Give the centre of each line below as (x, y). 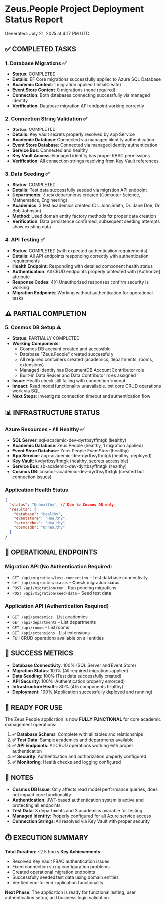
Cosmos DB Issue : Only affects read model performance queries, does (85, 789)
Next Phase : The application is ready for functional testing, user (71, 892)
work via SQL (26, 391)
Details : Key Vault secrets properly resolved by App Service (74, 134)
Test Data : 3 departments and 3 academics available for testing (77, 811)
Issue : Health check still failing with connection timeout (69, 381)
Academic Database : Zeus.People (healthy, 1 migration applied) (78, 445)
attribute (21, 277)
